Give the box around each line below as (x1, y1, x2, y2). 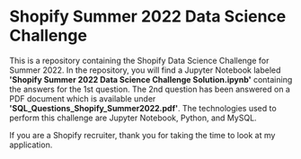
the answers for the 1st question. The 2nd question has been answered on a (9, 84, 290, 94)
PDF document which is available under (9, 93, 156, 104)
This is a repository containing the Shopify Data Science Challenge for (9, 55, 270, 66)
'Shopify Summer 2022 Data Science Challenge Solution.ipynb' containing (9, 74, 293, 84)
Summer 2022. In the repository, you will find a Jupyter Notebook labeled (9, 65, 281, 75)
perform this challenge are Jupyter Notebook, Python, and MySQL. (9, 112, 258, 123)
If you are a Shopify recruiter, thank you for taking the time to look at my (9, 129, 276, 140)
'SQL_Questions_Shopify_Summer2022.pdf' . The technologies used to (9, 102, 277, 113)
